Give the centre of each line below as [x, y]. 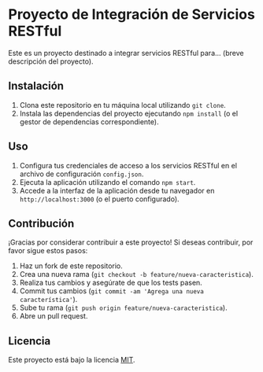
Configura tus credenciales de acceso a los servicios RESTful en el [128, 165]
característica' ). [48, 300]
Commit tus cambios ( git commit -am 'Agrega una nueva [112, 291]
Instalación [36, 86]
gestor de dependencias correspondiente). [89, 122]
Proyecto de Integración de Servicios [132, 15]
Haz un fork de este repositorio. [71, 266]
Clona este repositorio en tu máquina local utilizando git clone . [122, 105]
